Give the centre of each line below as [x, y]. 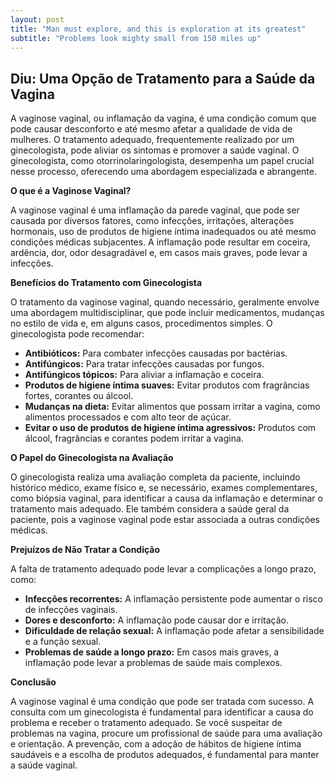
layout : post [37, 19]
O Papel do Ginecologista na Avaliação [92, 458]
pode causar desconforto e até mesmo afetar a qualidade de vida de [151, 129]
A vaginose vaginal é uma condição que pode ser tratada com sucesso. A [162, 702]
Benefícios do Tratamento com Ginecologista [106, 283]
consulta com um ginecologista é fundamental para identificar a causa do [162, 712]
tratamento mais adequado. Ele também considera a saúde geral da [150, 509]
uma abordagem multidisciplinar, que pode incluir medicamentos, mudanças [167, 313]
